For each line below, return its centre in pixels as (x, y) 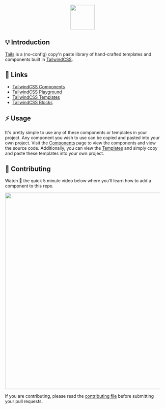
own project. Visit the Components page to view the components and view (81, 143)
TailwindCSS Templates (36, 97)
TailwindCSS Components (39, 86)
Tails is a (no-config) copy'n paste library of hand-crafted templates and (78, 54)
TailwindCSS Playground (37, 92)
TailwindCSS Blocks (32, 102)
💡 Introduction (27, 42)
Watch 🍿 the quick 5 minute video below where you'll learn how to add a (78, 181)
